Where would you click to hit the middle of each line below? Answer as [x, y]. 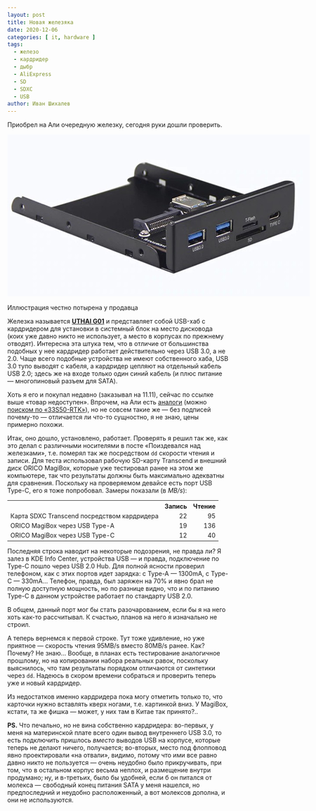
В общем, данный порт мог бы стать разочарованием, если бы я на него [117, 609]
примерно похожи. [36, 425]
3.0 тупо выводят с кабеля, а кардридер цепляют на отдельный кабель [114, 366]
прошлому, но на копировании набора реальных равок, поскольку [108, 660]
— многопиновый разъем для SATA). [62, 381]
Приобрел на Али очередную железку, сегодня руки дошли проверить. [115, 125]
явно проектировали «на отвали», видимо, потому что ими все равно [112, 755]
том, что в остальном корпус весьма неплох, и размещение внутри [109, 770]
